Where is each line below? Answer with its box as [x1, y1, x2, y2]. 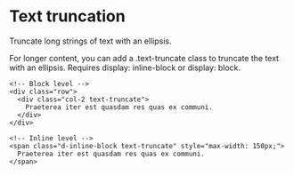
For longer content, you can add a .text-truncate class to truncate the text [9, 52, 279, 63]
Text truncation [9, 6, 127, 27]
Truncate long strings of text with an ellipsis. [9, 36, 172, 46]
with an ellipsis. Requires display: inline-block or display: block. [9, 62, 241, 73]
